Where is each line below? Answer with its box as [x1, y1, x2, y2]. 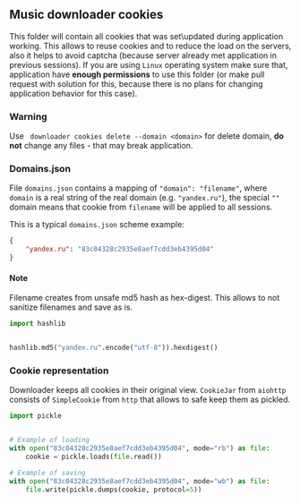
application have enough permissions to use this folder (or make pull [9, 69, 265, 80]
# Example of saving [9, 468, 87, 477]
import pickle [9, 412, 63, 421]
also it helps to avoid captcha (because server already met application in [9, 49, 278, 61]
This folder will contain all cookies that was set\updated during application [9, 30, 284, 41]
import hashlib [9, 320, 66, 328]
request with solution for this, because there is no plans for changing [9, 78, 263, 89]
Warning [9, 110, 47, 123]
